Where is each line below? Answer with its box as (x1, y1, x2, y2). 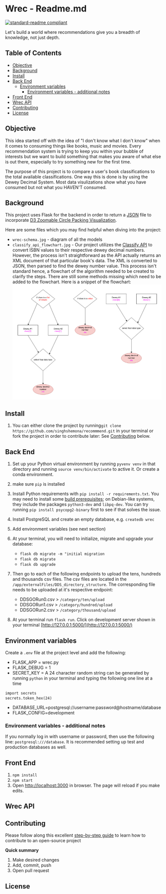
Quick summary (5, 847, 39, 853)
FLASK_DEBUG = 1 (12, 664, 51, 671)
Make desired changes (12, 857, 60, 863)
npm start (12, 778, 33, 783)
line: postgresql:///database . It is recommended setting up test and (5, 739, 144, 745)
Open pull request (12, 868, 50, 874)
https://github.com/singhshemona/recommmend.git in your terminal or (12, 428, 154, 434)
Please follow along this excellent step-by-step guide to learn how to (5, 832, 146, 838)
